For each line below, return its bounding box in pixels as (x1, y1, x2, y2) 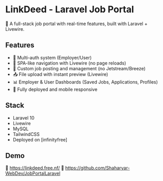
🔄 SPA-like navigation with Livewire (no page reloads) (12, 60, 126, 66)
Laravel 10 (12, 114, 35, 121)
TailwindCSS (12, 131, 40, 137)
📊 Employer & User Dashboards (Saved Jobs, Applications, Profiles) (12, 78, 158, 85)
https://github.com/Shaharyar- (65, 165, 130, 171)
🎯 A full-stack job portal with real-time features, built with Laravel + (5, 21, 148, 27)
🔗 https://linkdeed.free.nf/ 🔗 (5, 165, 64, 171)
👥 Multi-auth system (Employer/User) (12, 54, 92, 61)
